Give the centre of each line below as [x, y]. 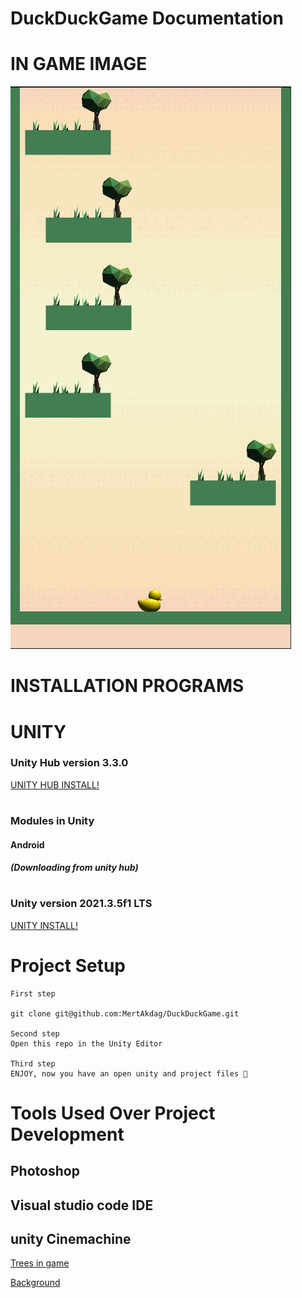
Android [27, 844]
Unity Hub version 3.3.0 [69, 763]
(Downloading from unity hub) [74, 868]
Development [67, 1134]
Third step [33, 1063]
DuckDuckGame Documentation [147, 18]
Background [35, 1283]
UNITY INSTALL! [44, 925]
